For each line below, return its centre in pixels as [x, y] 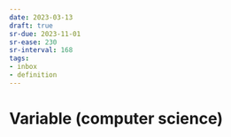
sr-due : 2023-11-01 [45, 34]
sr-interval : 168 [41, 50]
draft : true [31, 26]
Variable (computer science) [116, 118]
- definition [33, 75]
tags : [19, 58]
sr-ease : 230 [33, 42]
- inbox [23, 67]
